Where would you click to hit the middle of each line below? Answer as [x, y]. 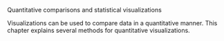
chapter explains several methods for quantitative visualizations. [99, 30]
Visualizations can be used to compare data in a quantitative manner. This [112, 23]
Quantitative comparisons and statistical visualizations [85, 10]
